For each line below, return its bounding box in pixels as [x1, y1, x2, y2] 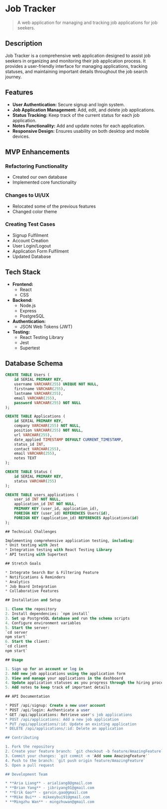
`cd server [5, 630, 28, 635]
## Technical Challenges [5, 529, 57, 534]
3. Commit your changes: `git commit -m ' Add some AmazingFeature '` [5, 753, 150, 759]
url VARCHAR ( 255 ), [14, 432, 52, 437]
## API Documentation [5, 694, 50, 699]
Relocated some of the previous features [12, 203, 96, 209]
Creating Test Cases [5, 221, 56, 228]
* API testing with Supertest [5, 552, 68, 557]
